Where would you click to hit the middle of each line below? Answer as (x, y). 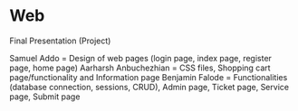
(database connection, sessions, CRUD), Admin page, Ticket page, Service (149, 87)
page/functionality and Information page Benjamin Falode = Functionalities (149, 77)
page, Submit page (45, 97)
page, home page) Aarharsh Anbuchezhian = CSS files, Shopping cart (140, 68)
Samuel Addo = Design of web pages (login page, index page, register (140, 58)
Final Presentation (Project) (60, 41)
